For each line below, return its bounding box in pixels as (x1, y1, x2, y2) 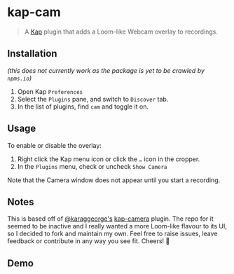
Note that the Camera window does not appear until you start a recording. (7, 176, 221, 184)
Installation (7, 48, 57, 60)
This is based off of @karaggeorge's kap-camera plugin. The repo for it (7, 214, 214, 223)
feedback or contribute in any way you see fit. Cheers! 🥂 (7, 237, 170, 245)
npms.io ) (7, 74, 32, 82)
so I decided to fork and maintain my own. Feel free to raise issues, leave (7, 229, 218, 238)
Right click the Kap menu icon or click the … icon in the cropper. (17, 155, 200, 163)
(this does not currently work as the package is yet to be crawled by (7, 66, 205, 74)
